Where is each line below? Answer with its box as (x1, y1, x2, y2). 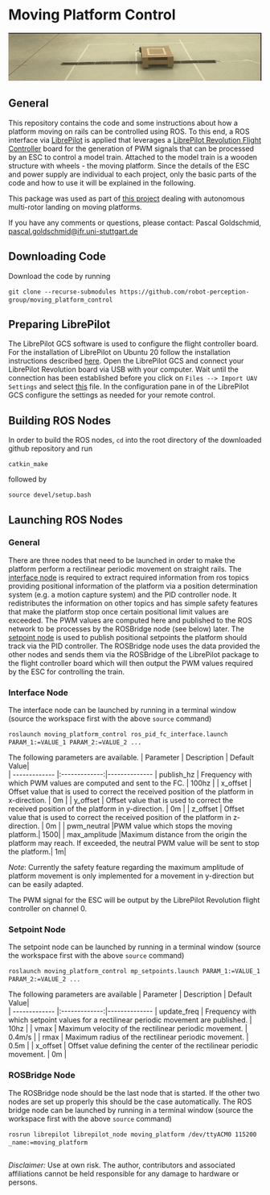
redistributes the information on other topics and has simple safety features (8, 598, 259, 608)
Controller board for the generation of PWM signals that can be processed (8, 144, 255, 153)
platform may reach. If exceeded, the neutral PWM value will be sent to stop (8, 839, 260, 848)
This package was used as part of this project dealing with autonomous (8, 194, 245, 203)
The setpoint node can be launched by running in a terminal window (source (8, 942, 261, 952)
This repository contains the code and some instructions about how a (8, 118, 239, 127)
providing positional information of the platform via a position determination (8, 581, 259, 590)
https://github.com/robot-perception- (119, 288, 250, 296)
